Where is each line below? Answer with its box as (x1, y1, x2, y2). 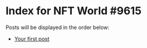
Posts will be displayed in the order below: (5, 24, 110, 31)
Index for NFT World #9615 (5, 4, 142, 18)
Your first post (14, 35, 50, 42)
